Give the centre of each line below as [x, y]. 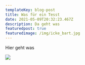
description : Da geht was [32, 24]
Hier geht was [20, 48]
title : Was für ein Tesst [32, 15]
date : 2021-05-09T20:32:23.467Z [39, 19]
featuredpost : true [26, 29]
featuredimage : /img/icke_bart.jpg [43, 33]
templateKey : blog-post [30, 10]
